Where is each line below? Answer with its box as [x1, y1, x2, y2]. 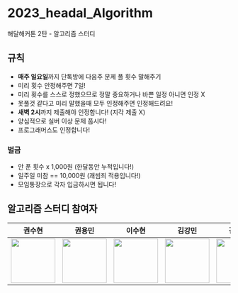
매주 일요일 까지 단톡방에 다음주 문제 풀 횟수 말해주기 [17, 72, 161, 81]
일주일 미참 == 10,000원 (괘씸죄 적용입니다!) [17, 172, 141, 180]
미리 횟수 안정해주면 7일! [17, 81, 86, 89]
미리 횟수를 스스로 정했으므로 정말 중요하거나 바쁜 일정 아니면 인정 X [17, 90, 205, 99]
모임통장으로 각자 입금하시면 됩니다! [17, 180, 117, 189]
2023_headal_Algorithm [7, 5, 154, 21]
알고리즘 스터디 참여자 [7, 203, 98, 215]
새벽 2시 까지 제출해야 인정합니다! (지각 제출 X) [17, 108, 146, 116]
